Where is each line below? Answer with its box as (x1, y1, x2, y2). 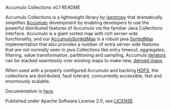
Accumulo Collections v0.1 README (5, 5, 81, 10)
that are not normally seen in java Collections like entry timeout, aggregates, (5, 47, 165, 52)
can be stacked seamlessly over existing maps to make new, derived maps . (5, 58, 164, 63)
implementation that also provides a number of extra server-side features (5, 41, 160, 47)
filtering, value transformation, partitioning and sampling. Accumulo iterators (5, 52, 166, 58)
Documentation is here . (5, 88, 55, 94)
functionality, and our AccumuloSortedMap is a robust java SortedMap (5, 36, 154, 42)
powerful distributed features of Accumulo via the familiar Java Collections (5, 25, 163, 31)
